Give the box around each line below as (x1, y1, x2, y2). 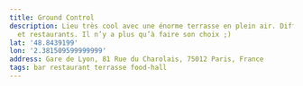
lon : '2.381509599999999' (9, 47, 106, 56)
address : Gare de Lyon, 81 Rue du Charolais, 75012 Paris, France (9, 55, 264, 64)
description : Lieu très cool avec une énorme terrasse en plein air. (9, 21, 277, 30)
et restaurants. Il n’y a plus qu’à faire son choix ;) (17, 30, 232, 39)
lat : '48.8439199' (9, 38, 78, 47)
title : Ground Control (9, 13, 95, 22)
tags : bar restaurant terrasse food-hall (9, 64, 168, 73)
